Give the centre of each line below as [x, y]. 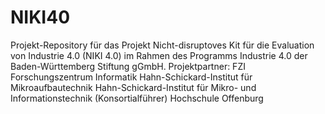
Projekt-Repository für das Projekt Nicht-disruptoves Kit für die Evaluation [162, 45]
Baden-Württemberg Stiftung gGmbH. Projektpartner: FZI [128, 66]
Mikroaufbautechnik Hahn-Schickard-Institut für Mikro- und [133, 87]
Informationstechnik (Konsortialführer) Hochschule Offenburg [137, 98]
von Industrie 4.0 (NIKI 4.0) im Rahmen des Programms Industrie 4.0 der [159, 55]
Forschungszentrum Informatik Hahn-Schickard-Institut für [131, 77]
